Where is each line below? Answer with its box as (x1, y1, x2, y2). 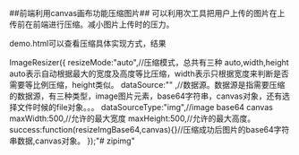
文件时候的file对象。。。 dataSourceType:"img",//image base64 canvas (16, 102, 273, 112)
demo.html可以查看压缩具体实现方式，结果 (9, 39, 167, 48)
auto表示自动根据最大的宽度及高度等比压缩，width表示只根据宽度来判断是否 (9, 68, 289, 79)
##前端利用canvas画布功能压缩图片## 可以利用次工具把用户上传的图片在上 (9, 8, 286, 18)
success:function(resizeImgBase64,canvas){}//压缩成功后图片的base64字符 (9, 125, 290, 134)
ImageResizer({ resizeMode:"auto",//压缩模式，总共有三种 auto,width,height (9, 57, 289, 67)
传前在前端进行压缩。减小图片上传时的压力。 (9, 19, 175, 30)
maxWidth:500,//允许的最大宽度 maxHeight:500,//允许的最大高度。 (9, 113, 256, 124)
